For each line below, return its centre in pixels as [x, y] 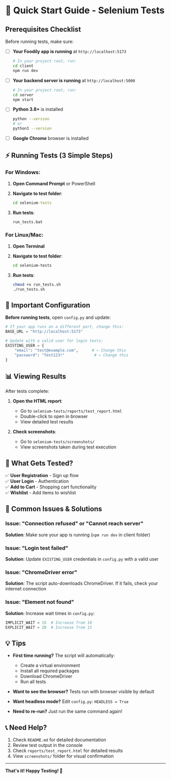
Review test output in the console [48, 745]
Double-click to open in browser [54, 416]
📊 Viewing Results [36, 376]
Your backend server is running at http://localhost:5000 [74, 80]
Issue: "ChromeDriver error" [41, 572]
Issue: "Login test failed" [37, 548]
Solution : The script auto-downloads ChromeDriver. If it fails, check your [82, 583]
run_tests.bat [27, 222]
